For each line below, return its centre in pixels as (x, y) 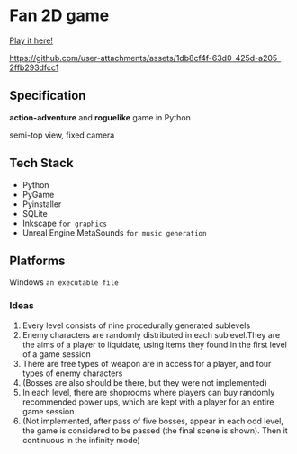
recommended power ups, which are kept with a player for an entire (148, 402)
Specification (48, 96)
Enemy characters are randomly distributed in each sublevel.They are (151, 334)
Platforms (37, 260)
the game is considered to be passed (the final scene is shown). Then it (155, 430)
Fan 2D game (59, 16)
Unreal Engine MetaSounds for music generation (114, 232)
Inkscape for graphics (65, 223)
